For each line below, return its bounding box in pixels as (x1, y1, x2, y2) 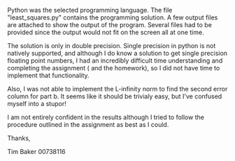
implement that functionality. (7, 71, 90, 79)
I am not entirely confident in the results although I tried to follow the (7, 113, 205, 121)
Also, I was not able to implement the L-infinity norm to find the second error (7, 85, 228, 93)
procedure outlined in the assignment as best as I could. (7, 121, 169, 128)
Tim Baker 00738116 (7, 148, 66, 155)
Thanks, (7, 134, 31, 142)
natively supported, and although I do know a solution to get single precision (7, 49, 228, 57)
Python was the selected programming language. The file (7, 6, 173, 14)
